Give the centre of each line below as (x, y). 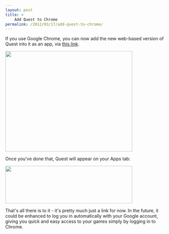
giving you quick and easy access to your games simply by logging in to (80, 221)
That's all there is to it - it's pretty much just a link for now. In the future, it (82, 211)
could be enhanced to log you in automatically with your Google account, (82, 216)
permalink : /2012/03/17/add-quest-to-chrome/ (54, 24)
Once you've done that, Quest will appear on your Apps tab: (68, 159)
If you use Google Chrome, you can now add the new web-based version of (84, 39)
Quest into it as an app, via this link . (42, 44)
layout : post (19, 10)
